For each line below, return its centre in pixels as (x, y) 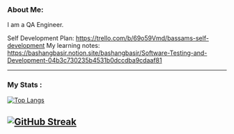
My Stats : (25, 85)
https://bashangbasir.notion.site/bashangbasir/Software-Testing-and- (107, 53)
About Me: (25, 10)
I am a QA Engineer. (36, 25)
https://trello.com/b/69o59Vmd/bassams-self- (142, 38)
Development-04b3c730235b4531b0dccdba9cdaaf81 (85, 60)
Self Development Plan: (41, 38)
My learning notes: (73, 46)
